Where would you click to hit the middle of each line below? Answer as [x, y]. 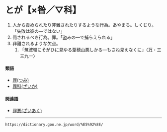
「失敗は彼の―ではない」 [39, 31]
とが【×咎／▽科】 [43, 10]
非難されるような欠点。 [36, 43]
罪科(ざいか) [25, 86]
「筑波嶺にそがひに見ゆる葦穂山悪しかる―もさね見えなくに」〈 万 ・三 [90, 50]
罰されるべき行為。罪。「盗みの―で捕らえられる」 [64, 37]
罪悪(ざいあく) [27, 111]
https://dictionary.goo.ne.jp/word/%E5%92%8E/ [54, 125]
